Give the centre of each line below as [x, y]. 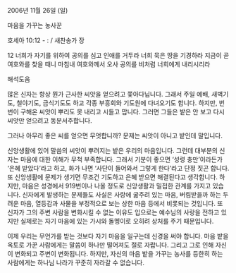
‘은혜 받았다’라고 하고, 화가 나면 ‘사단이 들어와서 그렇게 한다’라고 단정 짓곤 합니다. [118, 168]
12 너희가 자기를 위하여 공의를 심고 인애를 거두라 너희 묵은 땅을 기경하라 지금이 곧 [118, 55]
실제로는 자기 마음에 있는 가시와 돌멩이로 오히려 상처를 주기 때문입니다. [117, 221]
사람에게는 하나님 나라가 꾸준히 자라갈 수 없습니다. [76, 262]
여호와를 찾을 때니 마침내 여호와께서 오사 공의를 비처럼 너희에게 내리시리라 [109, 64]
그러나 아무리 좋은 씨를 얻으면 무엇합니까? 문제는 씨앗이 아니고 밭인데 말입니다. [115, 135]
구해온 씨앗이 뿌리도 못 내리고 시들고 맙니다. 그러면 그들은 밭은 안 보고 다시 [123, 112]
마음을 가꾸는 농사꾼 [35, 25]
